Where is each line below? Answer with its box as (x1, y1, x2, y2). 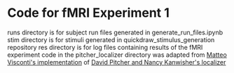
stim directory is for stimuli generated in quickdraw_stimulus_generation (7, 35, 215, 44)
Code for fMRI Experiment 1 (7, 5, 170, 21)
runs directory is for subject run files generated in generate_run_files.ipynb (7, 28, 223, 36)
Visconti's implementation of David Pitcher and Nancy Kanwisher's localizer (7, 58, 226, 66)
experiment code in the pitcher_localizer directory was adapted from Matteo (7, 51, 228, 59)
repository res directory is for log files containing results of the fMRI (7, 43, 203, 51)
